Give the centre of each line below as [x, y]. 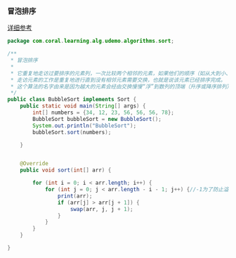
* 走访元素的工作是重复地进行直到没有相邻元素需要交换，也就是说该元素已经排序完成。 [118, 80]
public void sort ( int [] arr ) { [66, 170]
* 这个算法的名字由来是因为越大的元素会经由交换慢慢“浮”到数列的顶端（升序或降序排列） [120, 86]
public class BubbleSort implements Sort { [72, 100]
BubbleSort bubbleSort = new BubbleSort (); [97, 119]
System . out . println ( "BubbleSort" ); [85, 125]
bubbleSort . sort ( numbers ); [72, 132]
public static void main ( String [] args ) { [83, 106]
